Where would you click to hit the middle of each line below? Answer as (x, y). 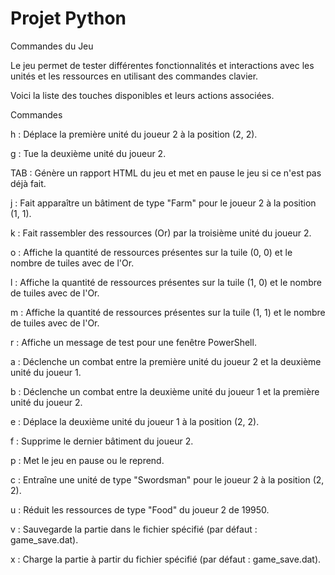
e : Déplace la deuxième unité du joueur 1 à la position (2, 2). (135, 421)
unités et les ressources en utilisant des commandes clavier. (134, 76)
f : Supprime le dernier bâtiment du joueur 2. (102, 441)
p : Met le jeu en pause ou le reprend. (87, 460)
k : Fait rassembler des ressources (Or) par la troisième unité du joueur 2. (161, 233)
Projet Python (68, 18)
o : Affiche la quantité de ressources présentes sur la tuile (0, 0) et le (151, 252)
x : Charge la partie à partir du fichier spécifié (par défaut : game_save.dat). (166, 559)
